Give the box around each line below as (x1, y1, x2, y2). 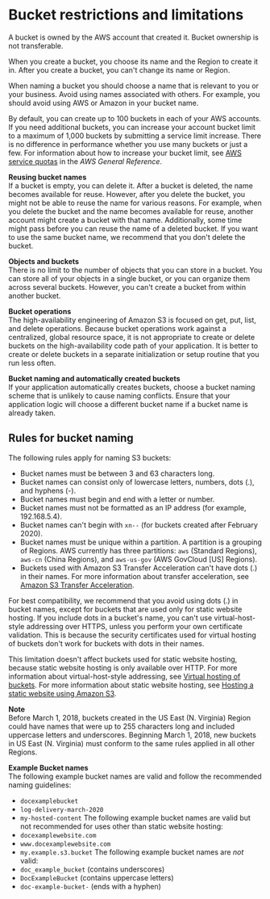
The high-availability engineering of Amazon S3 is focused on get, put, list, (8, 315, 256, 325)
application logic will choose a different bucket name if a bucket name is (8, 399, 248, 409)
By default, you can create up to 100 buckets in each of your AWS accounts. (8, 113, 262, 123)
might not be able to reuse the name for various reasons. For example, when (8, 198, 262, 208)
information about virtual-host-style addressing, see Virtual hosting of (8, 671, 241, 681)
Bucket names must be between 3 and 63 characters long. (19, 468, 215, 478)
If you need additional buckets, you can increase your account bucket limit (8, 122, 256, 132)
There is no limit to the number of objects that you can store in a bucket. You (8, 265, 263, 275)
